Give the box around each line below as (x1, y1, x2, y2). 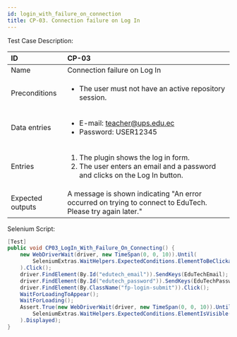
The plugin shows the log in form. (79, 153, 190, 162)
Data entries (11, 122, 51, 132)
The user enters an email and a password (79, 161, 217, 171)
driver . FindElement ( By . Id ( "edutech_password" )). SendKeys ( (20, 277, 194, 285)
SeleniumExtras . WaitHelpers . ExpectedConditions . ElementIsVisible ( (32, 310, 232, 318)
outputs (11, 202, 37, 212)
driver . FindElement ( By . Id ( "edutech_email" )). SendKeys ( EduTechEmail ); (20, 271, 229, 278)
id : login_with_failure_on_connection (7, 10, 121, 18)
